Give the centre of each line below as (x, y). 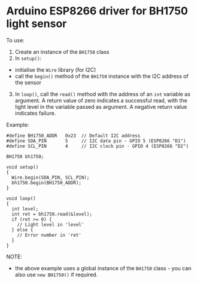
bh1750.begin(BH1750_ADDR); (47, 183)
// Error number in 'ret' (49, 235)
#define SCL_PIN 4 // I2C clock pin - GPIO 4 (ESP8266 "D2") (97, 146)
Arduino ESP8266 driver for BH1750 (97, 11)
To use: (16, 40)
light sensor (37, 24)
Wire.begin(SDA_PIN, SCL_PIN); (51, 178)
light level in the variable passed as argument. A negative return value (101, 106)
